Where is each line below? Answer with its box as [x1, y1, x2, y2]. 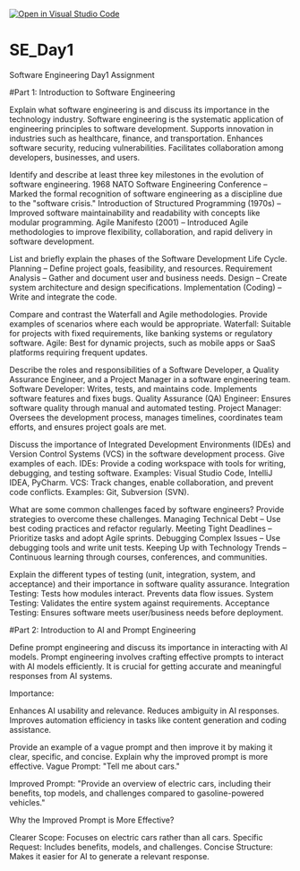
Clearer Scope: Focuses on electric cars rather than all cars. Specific [9, 832, 263, 842]
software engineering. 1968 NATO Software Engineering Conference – [9, 179, 268, 189]
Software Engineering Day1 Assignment [9, 69, 155, 80]
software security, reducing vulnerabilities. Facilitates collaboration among [9, 142, 284, 152]
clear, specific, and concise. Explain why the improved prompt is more [9, 751, 269, 762]
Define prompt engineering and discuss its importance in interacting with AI [9, 641, 288, 652]
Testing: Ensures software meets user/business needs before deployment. [9, 606, 284, 618]
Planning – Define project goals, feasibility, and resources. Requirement [9, 263, 273, 274]
